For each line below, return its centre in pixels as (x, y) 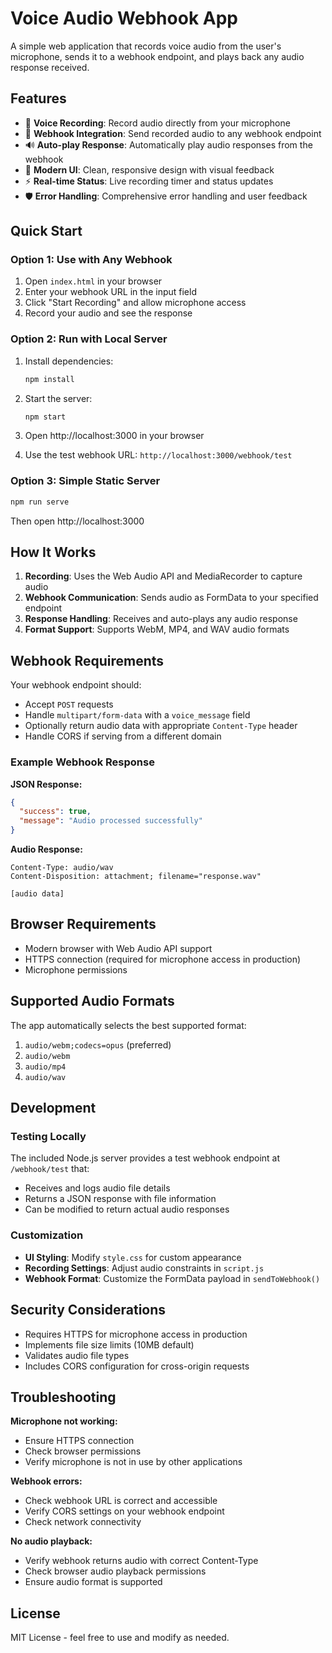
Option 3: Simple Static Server (85, 481)
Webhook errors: (46, 1481)
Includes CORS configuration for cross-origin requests (137, 1366)
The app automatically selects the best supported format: (128, 1025)
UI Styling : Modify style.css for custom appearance (133, 1257)
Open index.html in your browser (93, 281)
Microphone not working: (64, 1421)
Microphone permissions (76, 969)
